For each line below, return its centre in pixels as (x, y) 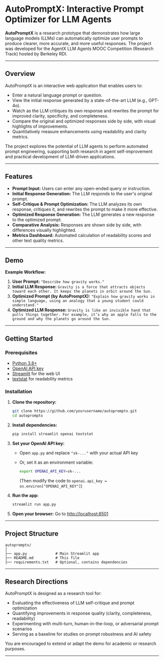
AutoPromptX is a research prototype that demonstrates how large (73, 33)
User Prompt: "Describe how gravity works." (58, 282)
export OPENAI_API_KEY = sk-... (50, 471)
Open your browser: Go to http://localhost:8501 (60, 514)
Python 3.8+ (25, 363)
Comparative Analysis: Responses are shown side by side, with (77, 225)
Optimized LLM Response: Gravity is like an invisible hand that (82, 310)
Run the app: (25, 495)
